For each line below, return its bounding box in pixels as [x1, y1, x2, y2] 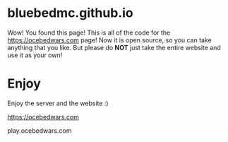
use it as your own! [7, 51, 63, 59]
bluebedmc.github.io [7, 5, 133, 21]
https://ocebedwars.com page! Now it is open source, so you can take [7, 35, 212, 44]
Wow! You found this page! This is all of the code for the [7, 28, 171, 37]
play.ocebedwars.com [7, 126, 72, 135]
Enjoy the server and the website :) [7, 99, 109, 107]
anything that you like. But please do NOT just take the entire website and [7, 43, 221, 52]
